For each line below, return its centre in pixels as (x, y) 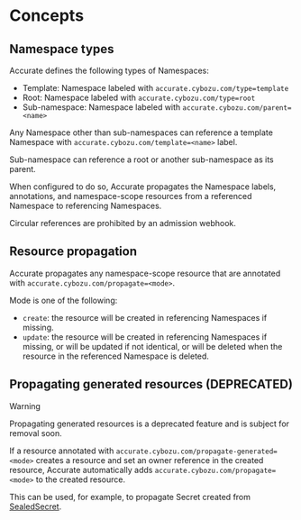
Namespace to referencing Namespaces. (86, 205)
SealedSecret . (36, 506)
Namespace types (62, 49)
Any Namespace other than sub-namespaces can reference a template (141, 132)
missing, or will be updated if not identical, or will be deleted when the (152, 346)
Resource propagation (73, 252)
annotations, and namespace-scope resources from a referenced (131, 196)
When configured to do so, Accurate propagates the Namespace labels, (143, 187)
